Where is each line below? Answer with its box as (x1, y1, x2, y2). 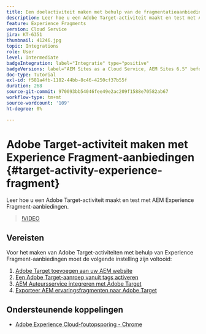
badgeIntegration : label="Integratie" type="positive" (6, 60, 150, 66)
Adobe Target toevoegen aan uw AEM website (15, 267, 133, 275)
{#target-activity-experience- (6, 163, 162, 177)
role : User (6, 49, 34, 55)
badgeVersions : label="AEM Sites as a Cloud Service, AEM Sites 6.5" (6, 65, 188, 72)
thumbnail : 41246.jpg (6, 37, 62, 43)
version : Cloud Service (6, 26, 67, 32)
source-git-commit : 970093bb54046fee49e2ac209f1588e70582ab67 (6, 89, 169, 95)
